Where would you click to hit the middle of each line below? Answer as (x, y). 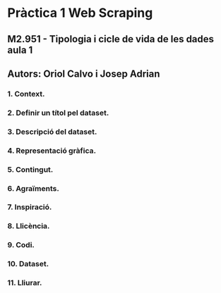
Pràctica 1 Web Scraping (80, 13)
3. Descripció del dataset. (52, 132)
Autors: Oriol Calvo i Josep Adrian (84, 74)
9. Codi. (21, 245)
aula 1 (20, 50)
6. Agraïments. (34, 188)
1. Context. (26, 94)
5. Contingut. (30, 169)
